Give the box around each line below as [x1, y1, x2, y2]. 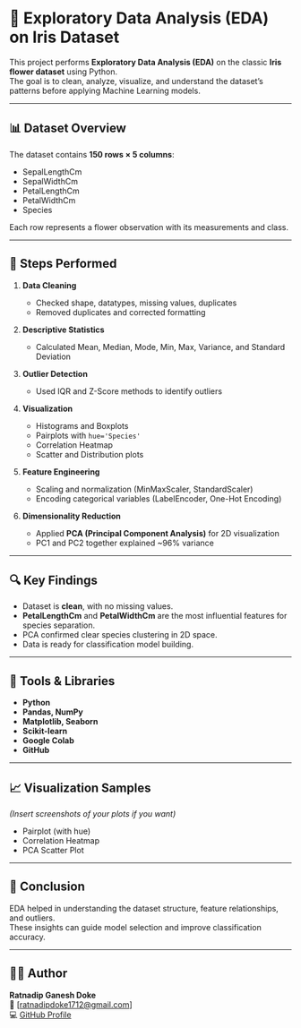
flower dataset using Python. [9, 66, 118, 77]
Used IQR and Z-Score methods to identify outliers [35, 385, 222, 397]
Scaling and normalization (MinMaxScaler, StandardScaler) [35, 484, 254, 494]
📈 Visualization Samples [9, 780, 151, 795]
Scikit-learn [21, 725, 68, 737]
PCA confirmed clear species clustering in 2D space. [21, 630, 218, 640]
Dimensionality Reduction [21, 510, 121, 521]
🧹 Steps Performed [9, 256, 117, 271]
